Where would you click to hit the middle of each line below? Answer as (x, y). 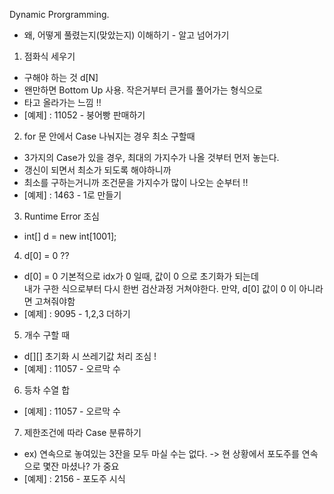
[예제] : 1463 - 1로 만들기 (72, 195)
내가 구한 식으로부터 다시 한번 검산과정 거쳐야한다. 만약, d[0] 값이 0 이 (160, 288)
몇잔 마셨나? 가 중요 (81, 466)
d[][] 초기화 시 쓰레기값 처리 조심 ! (90, 356)
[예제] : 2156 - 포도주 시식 (74, 478)
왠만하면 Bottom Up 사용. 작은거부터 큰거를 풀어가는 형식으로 (143, 90)
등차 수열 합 (47, 390)
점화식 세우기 (49, 56)
